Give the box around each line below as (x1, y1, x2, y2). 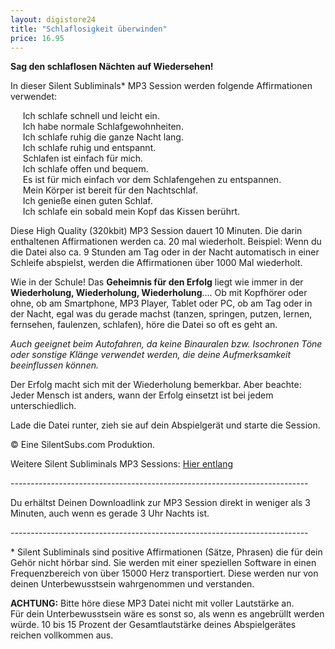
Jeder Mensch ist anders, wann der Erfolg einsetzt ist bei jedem (10, 389, 274, 401)
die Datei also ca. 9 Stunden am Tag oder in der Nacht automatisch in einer (10, 246, 320, 258)
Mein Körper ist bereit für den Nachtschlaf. (22, 184, 198, 196)
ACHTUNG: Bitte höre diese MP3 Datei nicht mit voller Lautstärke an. (10, 597, 295, 610)
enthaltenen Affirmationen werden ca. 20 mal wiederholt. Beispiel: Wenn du (10, 236, 322, 248)
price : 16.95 (10, 33, 65, 43)
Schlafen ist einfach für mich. (22, 152, 144, 165)
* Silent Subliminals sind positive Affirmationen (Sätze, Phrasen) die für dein (10, 546, 323, 558)
